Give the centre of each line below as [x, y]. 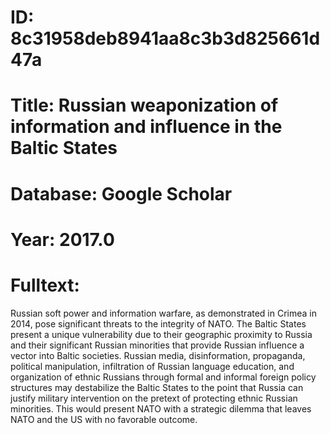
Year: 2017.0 [62, 239]
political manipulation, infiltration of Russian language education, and [152, 366]
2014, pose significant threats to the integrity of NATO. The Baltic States [158, 323]
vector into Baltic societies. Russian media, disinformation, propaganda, [158, 355]
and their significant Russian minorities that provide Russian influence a [157, 345]
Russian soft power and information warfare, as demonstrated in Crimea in [163, 313]
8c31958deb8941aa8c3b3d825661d [165, 38]
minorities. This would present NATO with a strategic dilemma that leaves [161, 408]
